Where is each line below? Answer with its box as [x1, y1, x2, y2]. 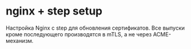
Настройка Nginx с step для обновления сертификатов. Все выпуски [5, 24, 186, 31]
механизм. [5, 37, 34, 44]
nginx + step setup [5, 4, 103, 18]
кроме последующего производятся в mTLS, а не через [5, 30, 152, 38]
